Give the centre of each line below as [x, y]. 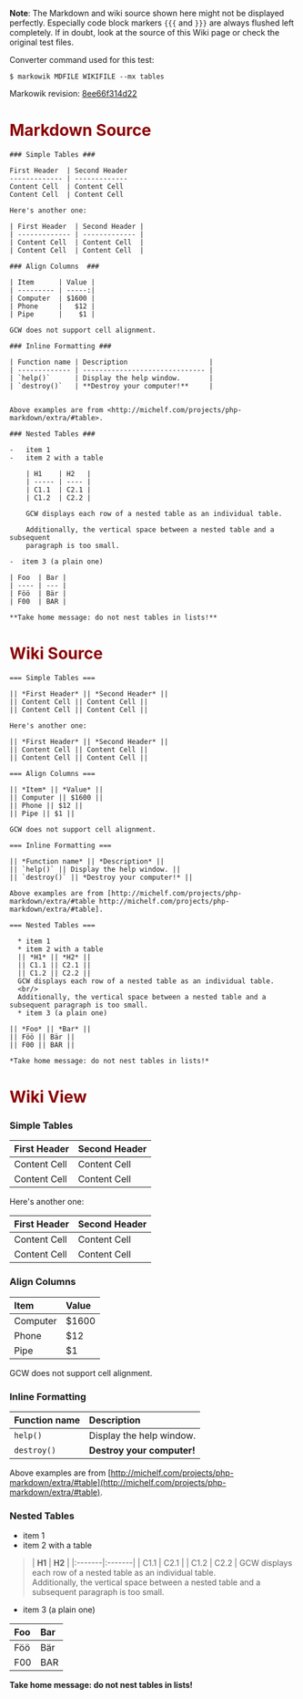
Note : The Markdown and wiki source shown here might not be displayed [147, 13]
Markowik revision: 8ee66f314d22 [74, 93]
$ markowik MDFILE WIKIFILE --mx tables [87, 77]
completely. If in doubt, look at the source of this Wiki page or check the [145, 32]
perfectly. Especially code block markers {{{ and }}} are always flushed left [151, 23]
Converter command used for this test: [82, 60]
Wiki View [48, 1097]
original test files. [42, 42]
